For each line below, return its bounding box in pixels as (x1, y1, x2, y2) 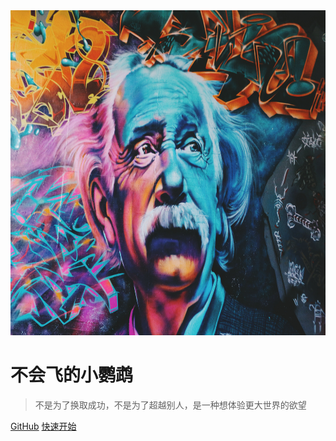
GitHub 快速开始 (10, 420, 77, 432)
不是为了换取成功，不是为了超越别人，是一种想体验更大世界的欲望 (34, 399, 307, 411)
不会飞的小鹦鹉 (10, 364, 134, 387)
